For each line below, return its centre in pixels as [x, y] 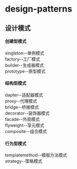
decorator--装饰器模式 [27, 113]
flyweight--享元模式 [25, 125]
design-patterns [39, 9]
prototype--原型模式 [25, 71]
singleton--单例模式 [25, 53]
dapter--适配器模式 [24, 95]
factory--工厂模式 [23, 59]
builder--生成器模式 [24, 65]
